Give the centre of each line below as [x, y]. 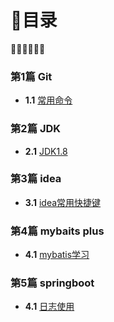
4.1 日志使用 [49, 307]
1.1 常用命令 [48, 100]
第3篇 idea [36, 179]
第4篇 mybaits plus [57, 231]
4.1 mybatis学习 [57, 255]
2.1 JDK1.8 [46, 151]
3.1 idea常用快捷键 [63, 202]
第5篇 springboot [52, 283]
